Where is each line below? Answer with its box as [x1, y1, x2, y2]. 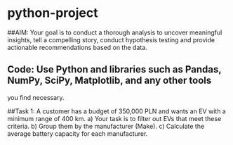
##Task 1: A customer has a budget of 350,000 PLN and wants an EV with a [7, 107, 226, 115]
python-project [7, 5, 98, 21]
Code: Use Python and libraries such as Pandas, [7, 63, 222, 75]
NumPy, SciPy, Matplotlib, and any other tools [7, 75, 212, 87]
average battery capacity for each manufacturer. [7, 129, 148, 138]
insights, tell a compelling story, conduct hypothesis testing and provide [7, 35, 215, 44]
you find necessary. [7, 93, 65, 101]
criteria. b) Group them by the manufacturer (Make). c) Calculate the [7, 122, 205, 130]
